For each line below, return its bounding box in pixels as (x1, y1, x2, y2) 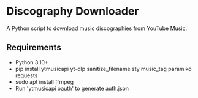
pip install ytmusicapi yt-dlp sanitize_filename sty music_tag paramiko (15, 65, 192, 72)
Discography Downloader (6, 4, 139, 18)
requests (15, 72, 38, 79)
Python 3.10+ (15, 58, 49, 66)
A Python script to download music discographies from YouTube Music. (6, 24, 188, 32)
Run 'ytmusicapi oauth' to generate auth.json (15, 85, 129, 92)
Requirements (6, 42, 61, 53)
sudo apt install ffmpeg (15, 78, 74, 85)
